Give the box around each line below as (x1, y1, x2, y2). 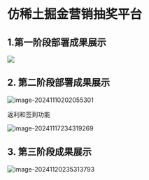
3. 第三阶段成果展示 (7, 146, 92, 158)
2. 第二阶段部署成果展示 (7, 77, 111, 89)
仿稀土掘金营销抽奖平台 (7, 6, 143, 22)
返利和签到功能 (7, 110, 50, 119)
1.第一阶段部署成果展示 (7, 36, 107, 48)
